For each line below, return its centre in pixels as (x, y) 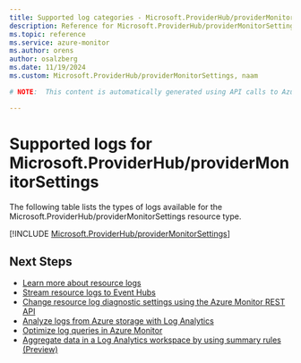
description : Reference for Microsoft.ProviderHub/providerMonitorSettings (154, 26)
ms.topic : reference (48, 34)
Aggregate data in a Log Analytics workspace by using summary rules (152, 340)
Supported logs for (81, 144)
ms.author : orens (42, 51)
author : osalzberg (43, 59)
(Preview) (40, 350)
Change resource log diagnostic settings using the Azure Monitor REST (154, 302)
